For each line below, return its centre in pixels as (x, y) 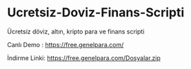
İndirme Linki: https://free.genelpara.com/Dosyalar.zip (84, 58)
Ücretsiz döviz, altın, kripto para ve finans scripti (76, 31)
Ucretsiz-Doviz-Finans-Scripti (96, 13)
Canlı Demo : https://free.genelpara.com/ (66, 44)
